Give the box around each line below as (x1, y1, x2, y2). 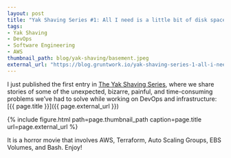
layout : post (7, 10, 45, 17)
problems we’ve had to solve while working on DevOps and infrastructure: (7, 94, 217, 103)
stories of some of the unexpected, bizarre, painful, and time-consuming (7, 87, 213, 95)
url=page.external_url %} (7, 122, 78, 131)
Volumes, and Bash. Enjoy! (7, 143, 82, 151)
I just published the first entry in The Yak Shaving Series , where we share (7, 80, 214, 88)
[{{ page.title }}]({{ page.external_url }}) (7, 102, 119, 110)
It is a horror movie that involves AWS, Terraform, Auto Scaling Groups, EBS (7, 135, 221, 144)
